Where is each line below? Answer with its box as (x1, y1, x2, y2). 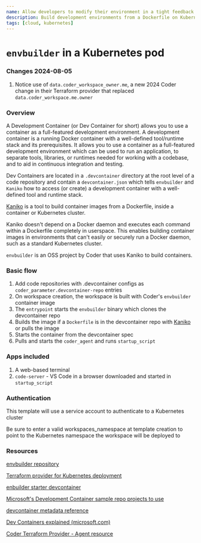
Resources (6, 446, 38, 455)
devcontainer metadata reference (6, 507, 89, 514)
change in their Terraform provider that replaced (14, 87, 135, 94)
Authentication (6, 394, 51, 402)
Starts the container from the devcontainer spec (14, 331, 133, 338)
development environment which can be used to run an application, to (6, 148, 179, 155)
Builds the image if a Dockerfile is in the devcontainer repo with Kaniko (14, 319, 191, 326)
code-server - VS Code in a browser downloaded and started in (14, 373, 172, 380)
